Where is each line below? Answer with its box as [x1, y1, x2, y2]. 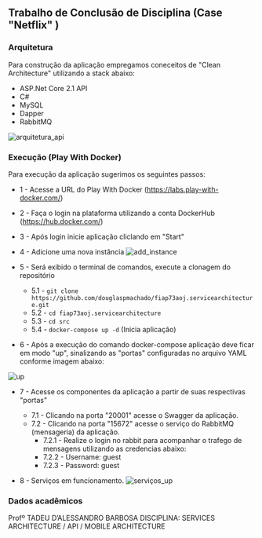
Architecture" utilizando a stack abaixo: [8, 68, 135, 78]
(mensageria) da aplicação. [31, 427, 120, 437]
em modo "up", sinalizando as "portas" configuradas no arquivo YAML [19, 348, 247, 357]
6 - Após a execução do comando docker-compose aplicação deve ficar [19, 339, 255, 349]
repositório [19, 270, 55, 280]
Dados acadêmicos [8, 495, 83, 506]
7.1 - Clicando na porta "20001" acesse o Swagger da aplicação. [31, 410, 239, 419]
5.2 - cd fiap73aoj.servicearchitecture [31, 308, 162, 317]
